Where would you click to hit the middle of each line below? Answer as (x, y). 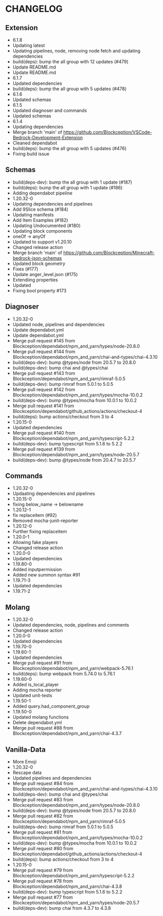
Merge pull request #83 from (43, 800)
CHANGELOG (34, 9)
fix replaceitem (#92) (35, 515)
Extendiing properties (35, 280)
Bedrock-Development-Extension (48, 138)
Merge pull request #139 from (44, 449)
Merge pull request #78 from (43, 881)
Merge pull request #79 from (43, 870)
